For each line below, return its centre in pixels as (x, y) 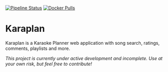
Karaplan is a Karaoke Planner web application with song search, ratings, (82, 43)
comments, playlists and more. (38, 48)
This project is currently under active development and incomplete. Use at (84, 58)
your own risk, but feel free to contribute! (49, 64)
